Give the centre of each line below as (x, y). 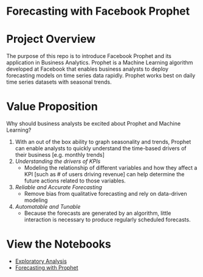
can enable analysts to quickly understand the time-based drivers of (101, 148)
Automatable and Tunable (48, 207)
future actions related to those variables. (75, 181)
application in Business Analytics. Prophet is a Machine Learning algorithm (100, 63)
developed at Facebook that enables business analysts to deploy (88, 69)
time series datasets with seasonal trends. (59, 82)
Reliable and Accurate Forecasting (58, 187)
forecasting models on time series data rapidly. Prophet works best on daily (101, 76)
